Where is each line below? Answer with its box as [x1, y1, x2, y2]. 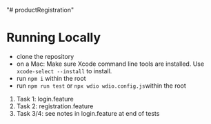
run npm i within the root [16, 74, 86, 82]
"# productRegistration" [6, 6, 74, 14]
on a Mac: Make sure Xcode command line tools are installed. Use [16, 60, 205, 68]
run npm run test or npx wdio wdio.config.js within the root [16, 82, 187, 90]
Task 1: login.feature [16, 95, 74, 103]
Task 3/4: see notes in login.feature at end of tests [16, 109, 160, 117]
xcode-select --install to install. [16, 66, 112, 75]
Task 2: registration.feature [16, 102, 94, 110]
